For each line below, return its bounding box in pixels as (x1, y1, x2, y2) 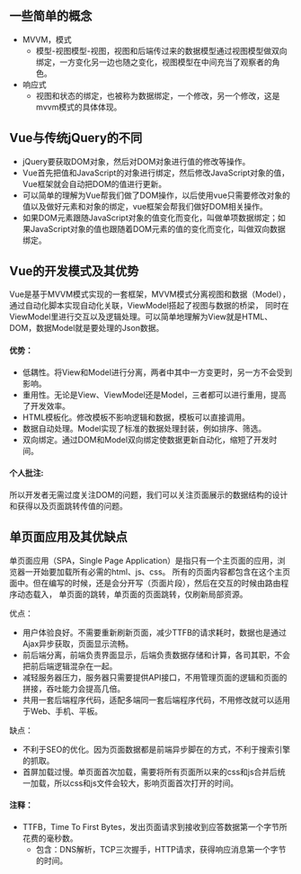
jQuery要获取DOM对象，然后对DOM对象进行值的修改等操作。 (22, 156, 251, 166)
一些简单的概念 (9, 8, 93, 24)
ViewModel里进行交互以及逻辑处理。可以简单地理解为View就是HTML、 (9, 311, 273, 322)
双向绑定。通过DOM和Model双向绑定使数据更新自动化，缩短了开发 (22, 434, 270, 445)
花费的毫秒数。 (22, 833, 78, 843)
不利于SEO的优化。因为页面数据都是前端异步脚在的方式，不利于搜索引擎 (22, 744, 290, 754)
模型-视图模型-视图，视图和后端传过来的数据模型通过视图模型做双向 (35, 45, 288, 56)
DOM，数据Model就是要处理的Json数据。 (9, 323, 164, 334)
